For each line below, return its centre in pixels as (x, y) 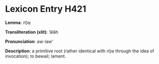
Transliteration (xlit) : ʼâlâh (32, 32)
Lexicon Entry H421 (46, 9)
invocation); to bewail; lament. (36, 56)
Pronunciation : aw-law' (29, 41)
